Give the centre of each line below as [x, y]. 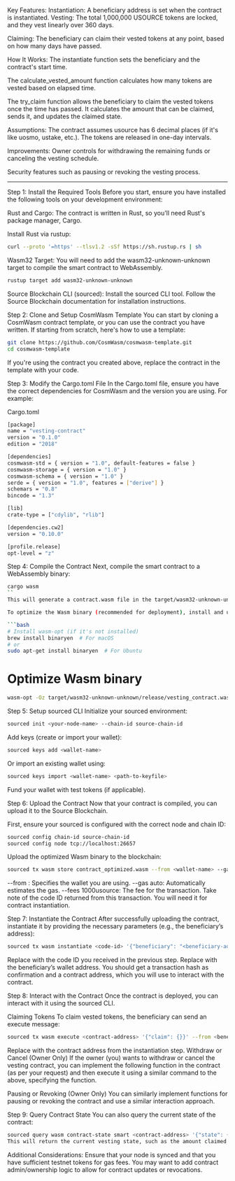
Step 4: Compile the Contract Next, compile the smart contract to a [104, 567]
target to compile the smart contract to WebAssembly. [85, 267]
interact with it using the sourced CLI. [61, 1003]
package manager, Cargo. [45, 220]
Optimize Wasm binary [75, 679]
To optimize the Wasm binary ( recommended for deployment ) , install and [115, 612]
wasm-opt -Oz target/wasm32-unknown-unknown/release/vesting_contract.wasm [120, 698]
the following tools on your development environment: [85, 199]
